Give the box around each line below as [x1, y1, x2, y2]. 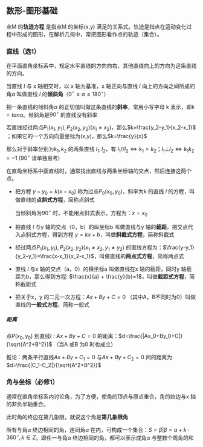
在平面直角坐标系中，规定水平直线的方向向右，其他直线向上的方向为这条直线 [6, 62, 197, 70]
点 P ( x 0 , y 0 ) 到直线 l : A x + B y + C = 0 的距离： [6, 332, 119, 341]
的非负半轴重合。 [6, 400, 49, 408]
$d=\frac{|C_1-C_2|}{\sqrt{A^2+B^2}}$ [6, 362, 101, 369]
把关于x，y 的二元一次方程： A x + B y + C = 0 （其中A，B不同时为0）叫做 [14, 293, 196, 300]
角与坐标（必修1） [6, 378, 59, 386]
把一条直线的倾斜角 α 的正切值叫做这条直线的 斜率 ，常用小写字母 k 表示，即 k [6, 103, 195, 110]
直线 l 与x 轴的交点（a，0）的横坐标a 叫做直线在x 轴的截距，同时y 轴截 [14, 265, 192, 273]
